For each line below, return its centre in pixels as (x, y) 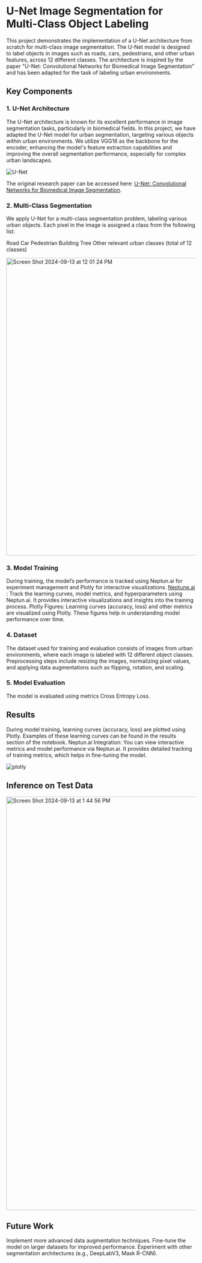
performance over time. (35, 619)
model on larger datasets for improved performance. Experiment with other (99, 1247)
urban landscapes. (29, 160)
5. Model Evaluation (36, 683)
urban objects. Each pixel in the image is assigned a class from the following (101, 225)
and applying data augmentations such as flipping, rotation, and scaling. (96, 667)
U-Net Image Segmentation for (85, 11)
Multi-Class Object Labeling (78, 24)
